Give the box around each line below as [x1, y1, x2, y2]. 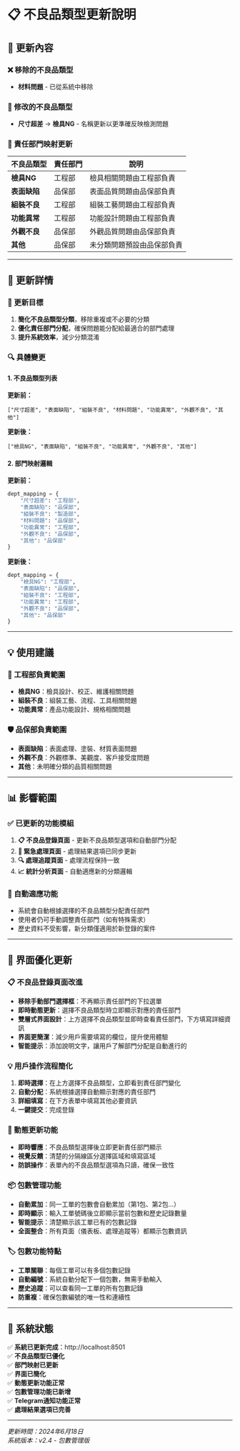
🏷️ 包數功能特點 [7, 1246, 62, 1256]
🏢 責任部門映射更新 [7, 139, 73, 149]
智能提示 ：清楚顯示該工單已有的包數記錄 [17, 1217, 137, 1226]
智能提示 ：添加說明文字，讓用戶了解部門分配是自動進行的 [17, 1042, 187, 1050]
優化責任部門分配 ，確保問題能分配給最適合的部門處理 [17, 324, 175, 333]
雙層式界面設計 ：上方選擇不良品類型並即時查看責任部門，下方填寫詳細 [17, 1015, 225, 1023]
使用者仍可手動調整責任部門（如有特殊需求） [17, 915, 150, 924]
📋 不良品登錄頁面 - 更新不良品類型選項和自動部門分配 [17, 836, 177, 845]
